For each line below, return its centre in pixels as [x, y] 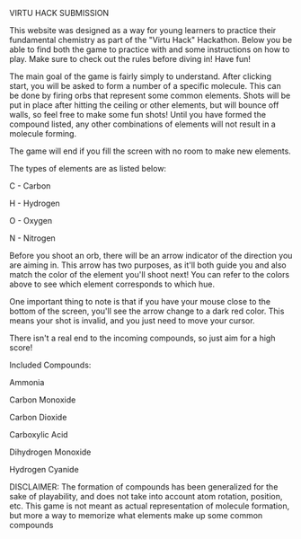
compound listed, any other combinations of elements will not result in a [142, 124]
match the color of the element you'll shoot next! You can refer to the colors [150, 274]
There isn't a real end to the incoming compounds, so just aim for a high [142, 338]
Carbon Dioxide [38, 417]
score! [21, 348]
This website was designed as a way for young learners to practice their [143, 30]
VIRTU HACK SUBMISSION [59, 13]
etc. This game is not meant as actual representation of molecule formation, [150, 506]
